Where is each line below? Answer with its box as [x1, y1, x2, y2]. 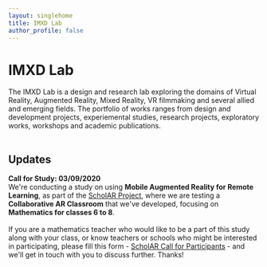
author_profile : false [8, 26, 84, 34]
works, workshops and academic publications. [8, 121, 161, 131]
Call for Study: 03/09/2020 [8, 174, 101, 183]
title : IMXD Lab [8, 19, 62, 27]
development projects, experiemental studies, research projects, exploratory [8, 112, 260, 122]
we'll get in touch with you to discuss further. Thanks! [8, 250, 185, 260]
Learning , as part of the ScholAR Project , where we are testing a [8, 190, 221, 200]
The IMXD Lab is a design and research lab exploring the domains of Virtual [8, 87, 257, 96]
